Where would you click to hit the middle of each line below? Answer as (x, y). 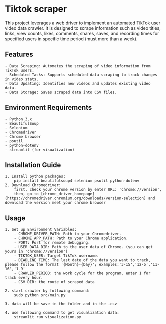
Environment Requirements (49, 108)
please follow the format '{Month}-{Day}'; (51, 265)
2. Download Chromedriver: (33, 185)
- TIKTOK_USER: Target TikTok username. (57, 256)
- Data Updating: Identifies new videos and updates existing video (78, 83)
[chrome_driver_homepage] (68, 194)
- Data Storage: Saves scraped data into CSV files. (61, 92)
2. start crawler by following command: (48, 291)
